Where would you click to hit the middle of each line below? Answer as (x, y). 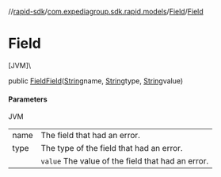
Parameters (28, 99)
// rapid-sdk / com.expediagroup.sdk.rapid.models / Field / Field (106, 12)
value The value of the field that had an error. (125, 161)
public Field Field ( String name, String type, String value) (96, 81)
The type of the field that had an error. (112, 148)
